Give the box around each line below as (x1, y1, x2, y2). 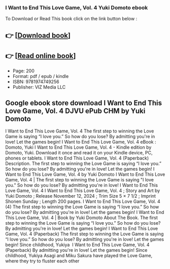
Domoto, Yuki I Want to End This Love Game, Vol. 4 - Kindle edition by (5, 144, 152, 150)
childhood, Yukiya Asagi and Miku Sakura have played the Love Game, (5, 253, 153, 259)
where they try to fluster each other (5, 258, 80, 264)
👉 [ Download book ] (5, 31, 71, 40)
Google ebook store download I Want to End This (5, 98, 162, 107)
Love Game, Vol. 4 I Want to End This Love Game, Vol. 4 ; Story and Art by (5, 187, 160, 194)
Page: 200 (12, 68, 35, 74)
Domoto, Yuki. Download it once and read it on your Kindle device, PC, (5, 150, 153, 156)
